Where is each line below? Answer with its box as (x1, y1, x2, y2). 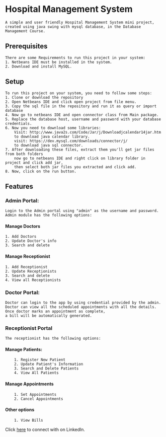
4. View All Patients (14, 370, 59, 375)
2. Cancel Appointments (14, 396, 64, 401)
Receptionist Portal (5, 324, 53, 331)
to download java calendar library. (14, 134, 90, 139)
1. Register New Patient (14, 358, 66, 363)
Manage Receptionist (5, 253, 51, 259)
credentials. (5, 121, 32, 126)
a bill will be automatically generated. (5, 313, 92, 318)
